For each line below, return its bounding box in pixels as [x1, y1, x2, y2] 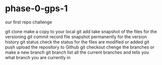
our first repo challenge [5, 19, 52, 25]
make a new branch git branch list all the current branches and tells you [5, 49, 149, 55]
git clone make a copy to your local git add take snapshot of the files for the [5, 28, 157, 34]
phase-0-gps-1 [5, 3, 68, 14]
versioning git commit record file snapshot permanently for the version [5, 34, 147, 40]
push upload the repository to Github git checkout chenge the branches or [5, 44, 155, 50]
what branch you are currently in [5, 54, 71, 60]
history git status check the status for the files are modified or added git [5, 39, 150, 44]
